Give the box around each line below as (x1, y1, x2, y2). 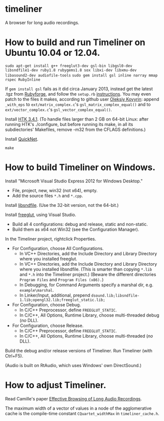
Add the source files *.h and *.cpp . (12, 193, 83, 198)
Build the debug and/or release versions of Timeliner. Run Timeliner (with (5, 347, 153, 353)
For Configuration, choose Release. (12, 322, 84, 328)
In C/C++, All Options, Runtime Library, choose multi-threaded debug (19, 312, 160, 318)
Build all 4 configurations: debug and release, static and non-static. (12, 221, 148, 227)
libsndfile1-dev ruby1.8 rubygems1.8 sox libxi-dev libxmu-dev (5, 68, 137, 73)
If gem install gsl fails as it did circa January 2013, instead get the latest (5, 86, 153, 92)
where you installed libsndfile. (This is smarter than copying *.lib (19, 266, 152, 272)
